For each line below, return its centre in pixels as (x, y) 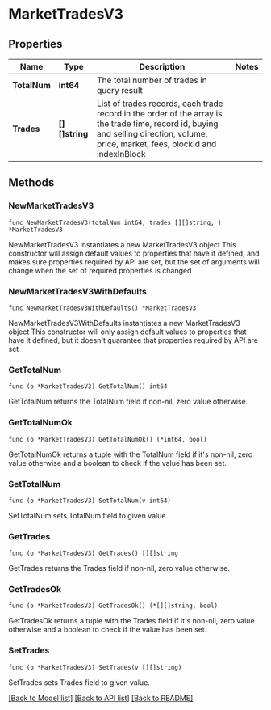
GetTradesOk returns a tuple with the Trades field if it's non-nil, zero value (132, 621)
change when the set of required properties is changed (100, 270)
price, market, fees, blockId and (156, 144)
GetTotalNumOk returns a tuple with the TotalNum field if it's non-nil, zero (131, 454)
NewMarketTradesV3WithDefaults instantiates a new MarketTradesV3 (124, 323)
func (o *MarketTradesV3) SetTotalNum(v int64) (90, 501)
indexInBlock (121, 154)
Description (162, 67)
